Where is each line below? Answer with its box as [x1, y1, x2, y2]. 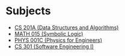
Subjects [5, 4, 51, 18]
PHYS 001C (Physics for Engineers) [14, 36, 103, 43]
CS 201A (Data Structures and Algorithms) [14, 24, 119, 31]
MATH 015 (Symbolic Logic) [14, 30, 84, 37]
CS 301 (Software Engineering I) [14, 43, 94, 50]
